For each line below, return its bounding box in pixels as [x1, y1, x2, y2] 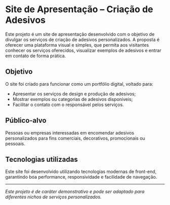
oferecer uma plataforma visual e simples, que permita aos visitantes [5, 42, 149, 48]
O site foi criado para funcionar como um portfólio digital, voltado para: [5, 81, 153, 87]
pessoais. [5, 141, 25, 147]
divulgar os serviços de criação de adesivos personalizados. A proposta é [5, 37, 160, 43]
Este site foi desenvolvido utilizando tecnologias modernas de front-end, [5, 168, 157, 175]
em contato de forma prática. [5, 52, 66, 59]
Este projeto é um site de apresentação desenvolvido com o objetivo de [5, 31, 155, 37]
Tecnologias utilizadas [5, 155, 78, 163]
